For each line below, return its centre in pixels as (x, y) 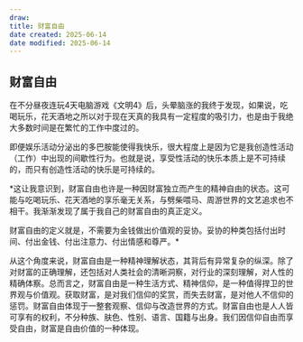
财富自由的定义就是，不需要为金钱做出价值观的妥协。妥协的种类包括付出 (143, 230)
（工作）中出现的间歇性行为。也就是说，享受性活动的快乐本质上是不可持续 (147, 158)
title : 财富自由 (37, 26)
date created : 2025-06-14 (58, 34)
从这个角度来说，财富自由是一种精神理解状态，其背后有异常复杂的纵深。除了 (151, 261)
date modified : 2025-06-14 (60, 43)
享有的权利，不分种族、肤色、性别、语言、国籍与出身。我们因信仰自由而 (151, 318)
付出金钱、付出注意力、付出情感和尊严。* (102, 242)
